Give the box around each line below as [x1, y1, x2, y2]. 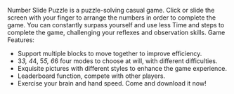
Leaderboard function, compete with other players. [17, 72, 166, 80]
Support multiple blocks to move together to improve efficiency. [17, 49, 202, 58]
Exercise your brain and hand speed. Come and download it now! [17, 79, 207, 87]
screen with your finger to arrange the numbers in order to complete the [7, 13, 216, 22]
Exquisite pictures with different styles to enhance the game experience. [17, 65, 227, 72]
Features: [7, 36, 35, 44]
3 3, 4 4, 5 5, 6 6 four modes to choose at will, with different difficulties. [17, 57, 218, 65]
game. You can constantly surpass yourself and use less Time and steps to [7, 21, 225, 29]
